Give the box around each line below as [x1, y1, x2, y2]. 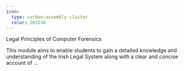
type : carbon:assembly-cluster [11, 14, 88, 20]
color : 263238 [11, 19, 46, 25]
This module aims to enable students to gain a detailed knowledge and [6, 47, 178, 54]
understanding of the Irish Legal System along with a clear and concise [6, 53, 178, 60]
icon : [6, 8, 19, 15]
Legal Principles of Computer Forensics [6, 36, 102, 43]
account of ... [6, 59, 38, 66]
